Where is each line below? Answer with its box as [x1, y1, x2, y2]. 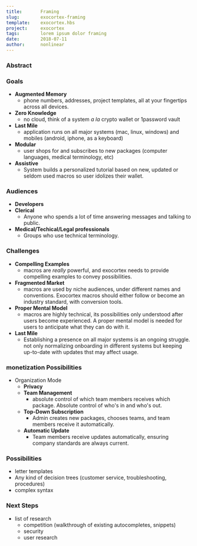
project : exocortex [6, 25, 65, 31]
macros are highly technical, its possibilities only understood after [23, 310, 183, 317]
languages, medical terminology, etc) [23, 153, 114, 160]
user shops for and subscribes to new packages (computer [23, 147, 168, 155]
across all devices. [23, 103, 69, 110]
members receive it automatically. [32, 420, 114, 428]
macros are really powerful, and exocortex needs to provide [23, 266, 169, 274]
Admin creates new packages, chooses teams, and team [32, 414, 170, 421]
